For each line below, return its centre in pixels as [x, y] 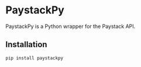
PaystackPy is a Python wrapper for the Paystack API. [70, 26]
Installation [26, 45]
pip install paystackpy [35, 58]
